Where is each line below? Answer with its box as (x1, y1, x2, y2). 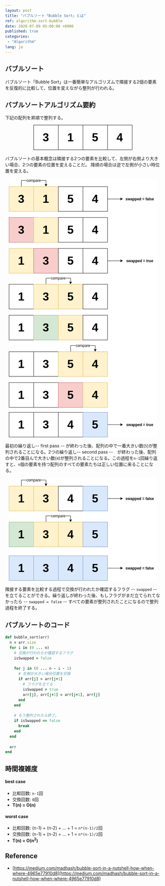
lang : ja (5, 45, 23, 49)
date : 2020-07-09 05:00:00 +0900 (5, 24, 74, 29)
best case (5, 779, 26, 785)
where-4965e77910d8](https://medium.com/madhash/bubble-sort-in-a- (12, 870, 160, 876)
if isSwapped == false (14, 718, 61, 723)
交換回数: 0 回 (12, 796, 39, 802)
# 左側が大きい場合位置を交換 (18, 671, 70, 676)
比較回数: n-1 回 (12, 790, 43, 796)
